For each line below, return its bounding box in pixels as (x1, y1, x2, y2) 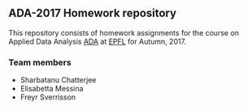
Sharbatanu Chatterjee (19, 75, 97, 85)
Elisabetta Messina (19, 84, 84, 94)
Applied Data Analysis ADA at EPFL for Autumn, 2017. (8, 36, 187, 46)
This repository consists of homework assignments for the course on (8, 27, 240, 37)
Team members (8, 57, 71, 68)
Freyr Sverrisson (19, 92, 76, 102)
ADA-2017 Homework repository (8, 6, 177, 20)
